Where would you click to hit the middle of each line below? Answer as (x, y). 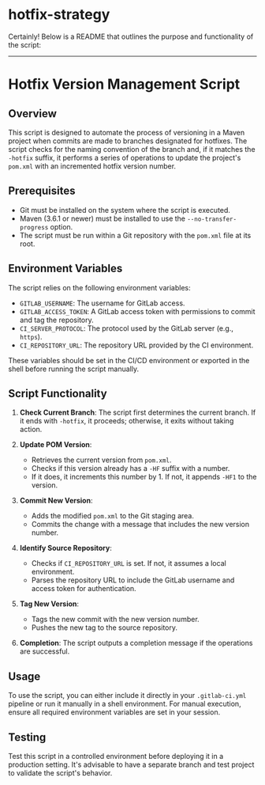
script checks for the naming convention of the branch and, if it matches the (132, 149)
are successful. (45, 651)
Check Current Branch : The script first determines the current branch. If (138, 412)
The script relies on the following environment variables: (99, 287)
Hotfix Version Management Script (124, 84)
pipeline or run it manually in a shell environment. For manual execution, (125, 704)
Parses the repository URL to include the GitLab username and (133, 580)
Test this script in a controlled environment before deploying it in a (116, 756)
